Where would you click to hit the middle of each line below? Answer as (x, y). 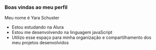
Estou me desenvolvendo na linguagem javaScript (62, 33)
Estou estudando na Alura (38, 27)
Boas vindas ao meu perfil (36, 7)
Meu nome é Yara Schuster (32, 18)
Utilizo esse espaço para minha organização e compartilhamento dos (81, 37)
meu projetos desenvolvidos (40, 43)
